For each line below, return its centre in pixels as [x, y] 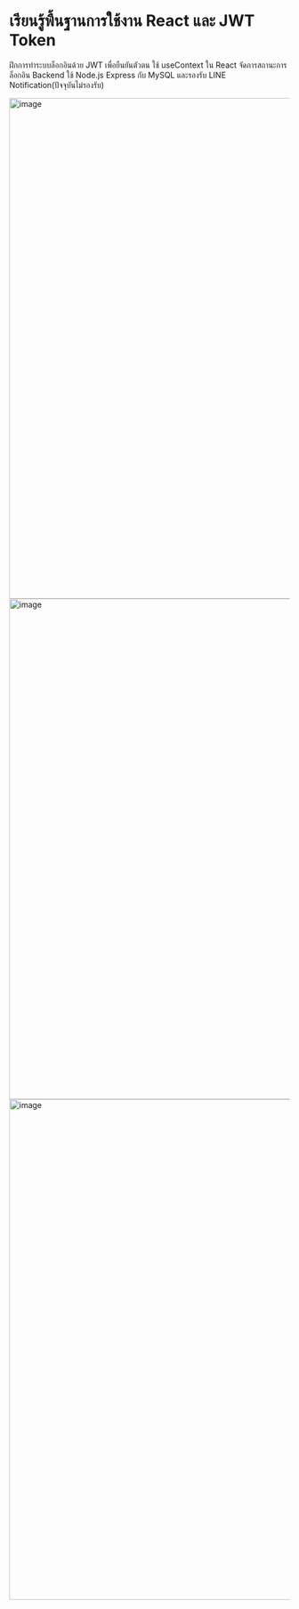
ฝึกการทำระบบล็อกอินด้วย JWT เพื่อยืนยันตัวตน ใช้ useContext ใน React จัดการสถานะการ [148, 65]
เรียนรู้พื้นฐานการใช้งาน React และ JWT [132, 21]
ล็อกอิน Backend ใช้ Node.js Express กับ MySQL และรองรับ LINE [118, 75]
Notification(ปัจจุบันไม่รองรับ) [57, 85]
